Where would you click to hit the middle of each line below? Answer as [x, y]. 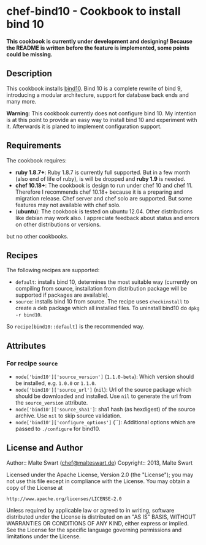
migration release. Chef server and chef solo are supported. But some [104, 198]
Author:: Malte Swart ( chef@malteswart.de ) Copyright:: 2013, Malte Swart [100, 463]
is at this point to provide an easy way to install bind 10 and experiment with [102, 120]
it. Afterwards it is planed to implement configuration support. [84, 126]
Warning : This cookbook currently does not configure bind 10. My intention [101, 113]
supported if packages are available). [62, 295]
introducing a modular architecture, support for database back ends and [97, 95]
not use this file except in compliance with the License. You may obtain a [98, 481]
